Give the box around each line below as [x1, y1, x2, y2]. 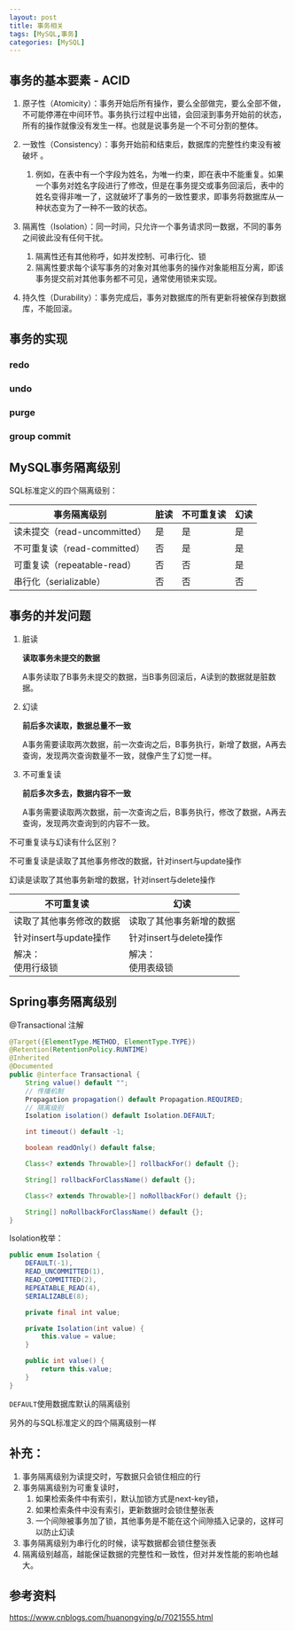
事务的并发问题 [9, 609, 91, 624]
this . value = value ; [41, 1332, 117, 1341]
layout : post [9, 12, 58, 22]
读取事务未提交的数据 [21, 652, 100, 663]
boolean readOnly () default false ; [25, 1144, 157, 1153]
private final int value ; [25, 1308, 121, 1317]
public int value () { [25, 1357, 105, 1366]
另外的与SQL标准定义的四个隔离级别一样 [9, 1417, 157, 1428]
